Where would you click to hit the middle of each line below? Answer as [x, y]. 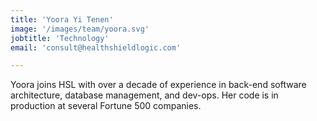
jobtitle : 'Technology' [60, 38]
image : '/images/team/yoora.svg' [80, 29]
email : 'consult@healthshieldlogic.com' [96, 47]
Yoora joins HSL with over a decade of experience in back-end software [158, 85]
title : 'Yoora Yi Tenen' [62, 19]
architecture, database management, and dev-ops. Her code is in [144, 95]
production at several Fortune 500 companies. [106, 106]
